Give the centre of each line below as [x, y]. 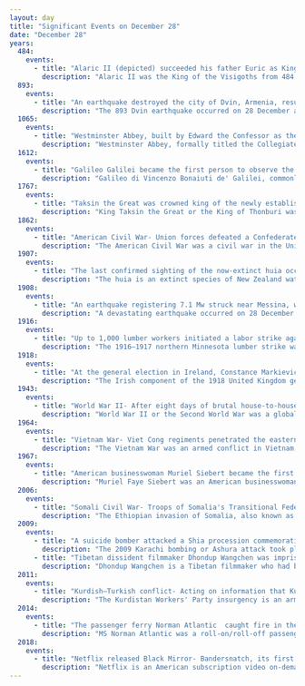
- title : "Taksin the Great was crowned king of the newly [147, 204]
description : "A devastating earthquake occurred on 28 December [168, 313]
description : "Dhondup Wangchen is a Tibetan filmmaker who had [166, 566]
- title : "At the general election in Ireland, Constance [145, 372]
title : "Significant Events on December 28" [95, 26]
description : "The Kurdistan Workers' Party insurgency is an [162, 600]
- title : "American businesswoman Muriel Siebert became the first [164, 474]
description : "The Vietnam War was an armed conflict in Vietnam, [170, 448]
